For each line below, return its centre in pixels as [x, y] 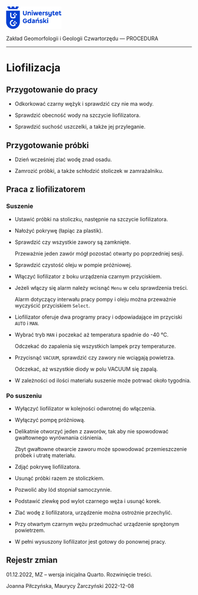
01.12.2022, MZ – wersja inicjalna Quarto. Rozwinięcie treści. [79, 574]
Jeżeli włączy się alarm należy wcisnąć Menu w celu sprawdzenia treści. [101, 287]
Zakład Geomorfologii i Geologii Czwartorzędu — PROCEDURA [82, 38]
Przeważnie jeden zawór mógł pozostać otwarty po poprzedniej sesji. [99, 253]
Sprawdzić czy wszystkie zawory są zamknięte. [72, 242]
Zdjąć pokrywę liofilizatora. [47, 466]
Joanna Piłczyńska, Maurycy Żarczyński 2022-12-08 [70, 586]
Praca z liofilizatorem [46, 189]
